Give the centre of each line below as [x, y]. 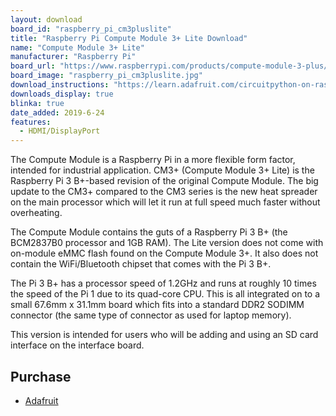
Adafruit [41, 400]
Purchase [41, 376]
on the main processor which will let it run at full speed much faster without [165, 202]
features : [31, 122]
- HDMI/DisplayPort [60, 131]
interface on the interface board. [77, 345]
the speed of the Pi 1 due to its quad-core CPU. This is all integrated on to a [165, 294]
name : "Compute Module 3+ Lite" [77, 47]
